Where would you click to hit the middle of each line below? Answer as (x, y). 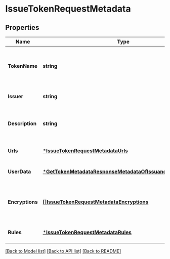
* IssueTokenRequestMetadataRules (87, 232)
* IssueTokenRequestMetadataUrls (85, 151)
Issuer (16, 96)
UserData (19, 171)
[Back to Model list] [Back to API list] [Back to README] (63, 251)
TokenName (23, 66)
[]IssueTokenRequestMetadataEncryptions (96, 202)
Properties (22, 28)
